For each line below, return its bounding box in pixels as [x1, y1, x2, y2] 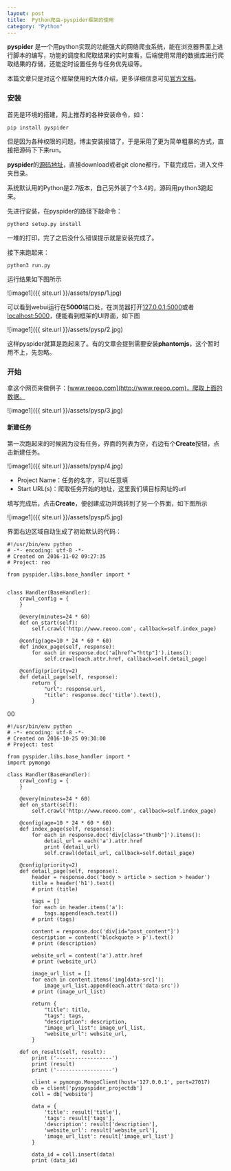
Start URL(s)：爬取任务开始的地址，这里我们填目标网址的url [16, 485, 186, 493]
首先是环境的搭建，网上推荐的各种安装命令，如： [7, 110, 146, 118]
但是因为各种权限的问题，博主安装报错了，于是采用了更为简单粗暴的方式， [7, 137, 218, 145]
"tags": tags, [43, 1013, 85, 1019]
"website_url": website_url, [43, 1030, 128, 1037]
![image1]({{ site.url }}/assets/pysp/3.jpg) [7, 406, 124, 414]
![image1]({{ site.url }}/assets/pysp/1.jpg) [7, 289, 122, 297]
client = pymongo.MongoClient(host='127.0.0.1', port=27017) [32, 1079, 211, 1086]
